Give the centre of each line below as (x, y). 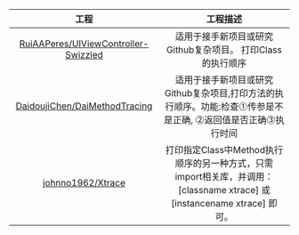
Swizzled (85, 55)
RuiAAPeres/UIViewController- (84, 44)
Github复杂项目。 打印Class (224, 50)
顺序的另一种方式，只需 (224, 163)
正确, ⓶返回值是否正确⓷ (224, 120)
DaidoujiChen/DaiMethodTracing (84, 106)
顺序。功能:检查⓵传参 (220, 106)
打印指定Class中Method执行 (224, 150)
